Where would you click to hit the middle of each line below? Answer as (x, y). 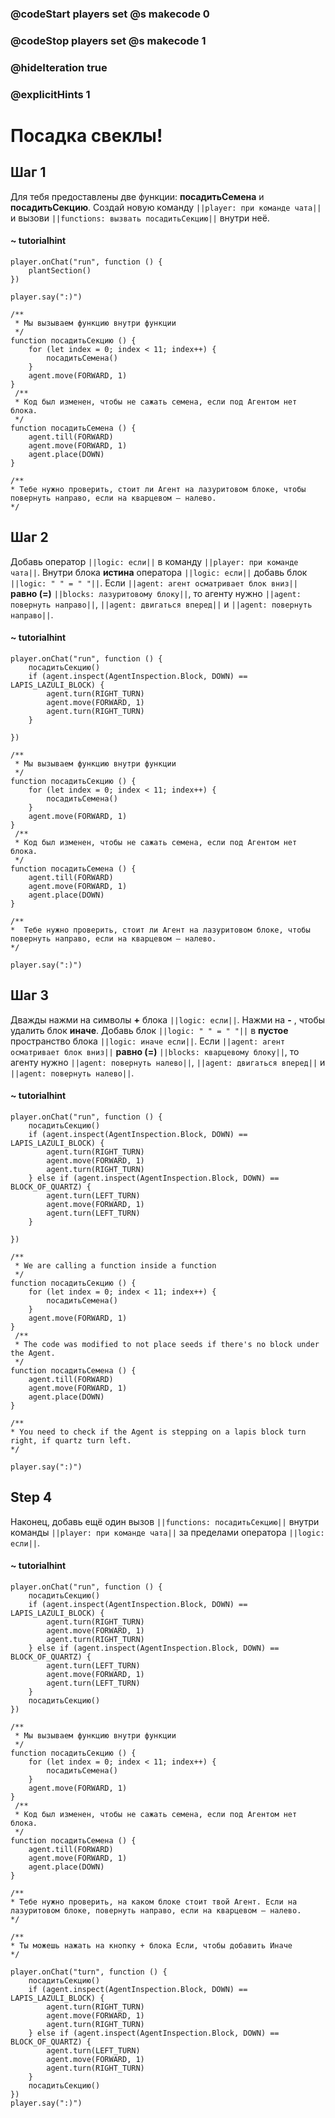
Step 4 (31, 1497)
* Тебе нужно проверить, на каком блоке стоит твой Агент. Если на (154, 1902)
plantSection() (60, 270)
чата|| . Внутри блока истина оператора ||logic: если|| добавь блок (159, 572)
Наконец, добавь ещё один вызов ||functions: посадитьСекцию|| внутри (165, 1521)
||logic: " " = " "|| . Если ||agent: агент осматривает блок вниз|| (154, 583)
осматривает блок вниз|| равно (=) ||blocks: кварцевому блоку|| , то (155, 1051)
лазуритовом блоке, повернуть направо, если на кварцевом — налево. (156, 1910)
